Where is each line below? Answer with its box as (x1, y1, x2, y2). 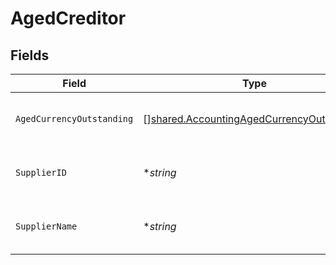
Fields (10, 47, 50, 64)
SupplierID (15, 167, 67, 178)
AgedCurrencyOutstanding (15, 113, 134, 124)
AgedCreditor (10, 7, 127, 30)
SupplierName (15, 221, 78, 232)
